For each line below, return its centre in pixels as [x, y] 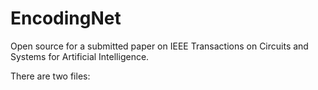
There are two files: [50, 76]
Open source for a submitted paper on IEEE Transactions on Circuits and [159, 46]
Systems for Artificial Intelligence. [80, 56]
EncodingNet [66, 18]
